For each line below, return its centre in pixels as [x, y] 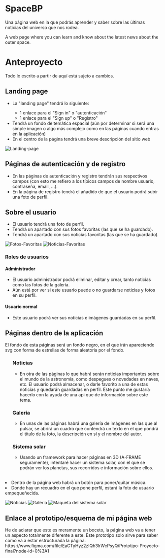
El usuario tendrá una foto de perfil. [48, 224]
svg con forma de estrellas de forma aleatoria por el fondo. [65, 350]
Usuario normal [21, 307]
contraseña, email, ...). [35, 186]
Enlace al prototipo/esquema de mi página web [79, 518]
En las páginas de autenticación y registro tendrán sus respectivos [80, 176]
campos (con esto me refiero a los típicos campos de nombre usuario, [83, 181]
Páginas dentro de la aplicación [54, 333]
